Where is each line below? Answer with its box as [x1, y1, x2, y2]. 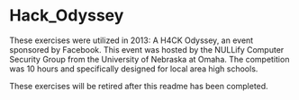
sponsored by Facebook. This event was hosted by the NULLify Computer [9, 44, 285, 54]
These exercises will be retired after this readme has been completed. [9, 80, 268, 91]
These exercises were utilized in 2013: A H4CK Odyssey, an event [9, 35, 254, 46]
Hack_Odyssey [9, 5, 124, 26]
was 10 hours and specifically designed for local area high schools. [9, 63, 258, 74]
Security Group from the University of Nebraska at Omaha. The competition [9, 54, 290, 64]
